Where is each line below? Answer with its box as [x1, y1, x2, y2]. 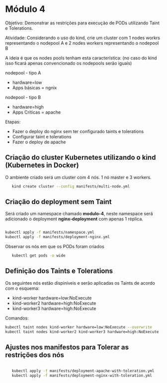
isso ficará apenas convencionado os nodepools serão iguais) [5, 60, 132, 66]
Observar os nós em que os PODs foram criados [5, 244, 104, 250]
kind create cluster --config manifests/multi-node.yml [11, 184, 130, 189]
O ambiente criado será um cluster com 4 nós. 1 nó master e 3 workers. [5, 174, 152, 180]
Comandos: [5, 315, 29, 321]
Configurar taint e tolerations [12, 133, 72, 139]
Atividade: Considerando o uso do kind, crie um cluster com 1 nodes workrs [5, 35, 161, 41]
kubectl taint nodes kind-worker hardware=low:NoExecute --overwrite [5, 324, 153, 329]
